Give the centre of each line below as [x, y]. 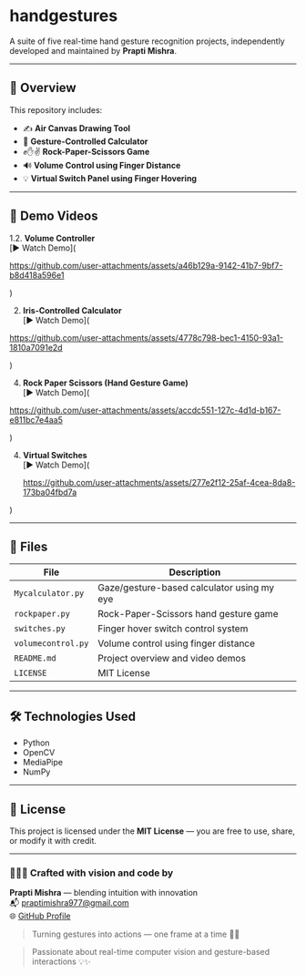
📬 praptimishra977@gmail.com [69, 903]
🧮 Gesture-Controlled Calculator [85, 141]
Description [195, 572]
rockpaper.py [42, 614]
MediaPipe [43, 763]
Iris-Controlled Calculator [72, 310]
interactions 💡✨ [61, 961]
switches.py [40, 629]
